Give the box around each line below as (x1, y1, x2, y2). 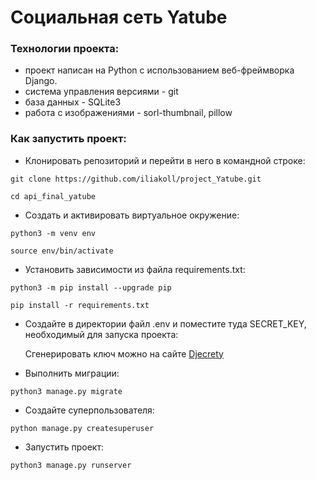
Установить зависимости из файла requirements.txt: (24, 263, 246, 275)
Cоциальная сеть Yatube (10, 6, 228, 29)
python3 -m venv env (10, 228, 97, 238)
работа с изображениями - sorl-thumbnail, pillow (24, 107, 233, 119)
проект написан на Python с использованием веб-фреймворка (24, 64, 295, 76)
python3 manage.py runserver (10, 460, 132, 470)
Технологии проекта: (10, 42, 120, 56)
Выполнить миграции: (24, 367, 120, 379)
